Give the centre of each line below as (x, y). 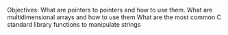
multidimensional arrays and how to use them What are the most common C (114, 17)
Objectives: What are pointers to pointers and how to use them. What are (110, 10)
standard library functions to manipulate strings (74, 24)
